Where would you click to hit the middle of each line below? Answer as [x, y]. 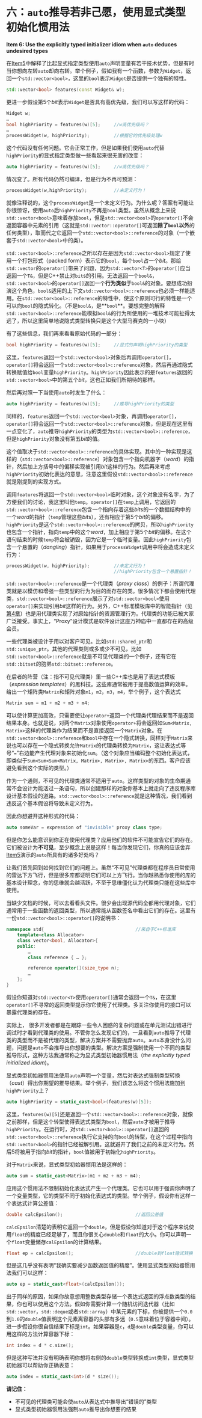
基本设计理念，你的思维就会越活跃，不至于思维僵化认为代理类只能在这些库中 [101, 883]
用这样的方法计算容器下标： [41, 1334]
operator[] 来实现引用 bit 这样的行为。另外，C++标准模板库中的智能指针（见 [99, 606]
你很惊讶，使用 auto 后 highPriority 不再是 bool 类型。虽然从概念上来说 [91, 210]
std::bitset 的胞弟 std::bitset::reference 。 [61, 664]
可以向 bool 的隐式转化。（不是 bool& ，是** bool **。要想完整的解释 [86, 305]
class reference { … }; [57, 957]
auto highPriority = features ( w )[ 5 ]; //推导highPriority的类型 [90, 404]
